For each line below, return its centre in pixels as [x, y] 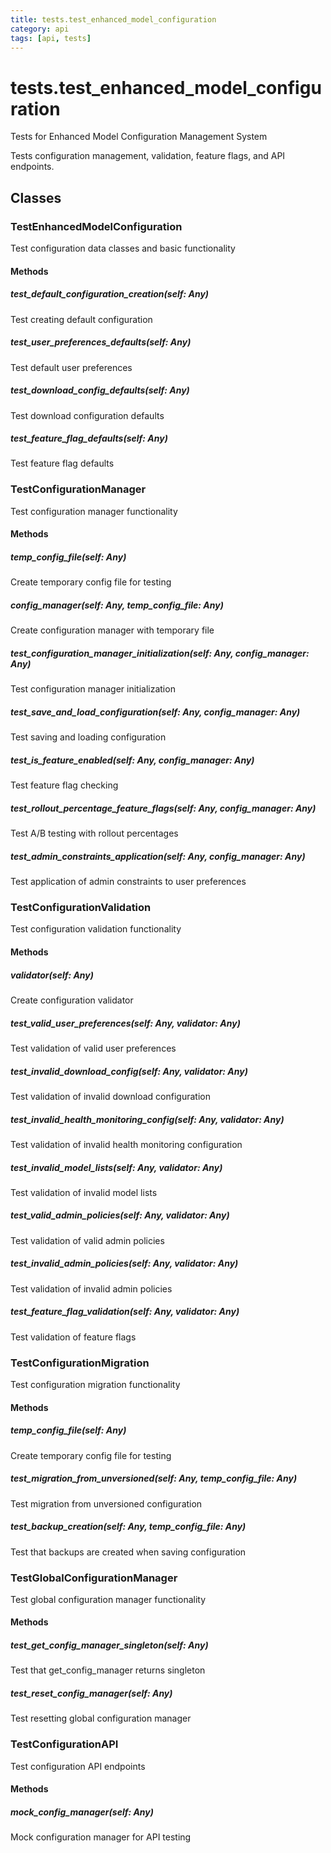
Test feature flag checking [64, 785]
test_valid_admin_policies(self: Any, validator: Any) [120, 1215]
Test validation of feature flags [73, 1337]
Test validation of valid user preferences [93, 1048]
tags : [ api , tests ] [51, 38]
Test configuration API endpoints [78, 1766]
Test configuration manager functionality [94, 511]
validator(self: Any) [52, 975]
